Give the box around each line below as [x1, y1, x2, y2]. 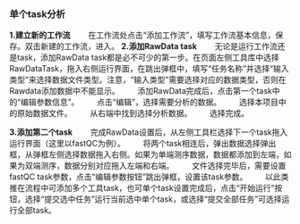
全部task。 [16, 205, 56, 216]
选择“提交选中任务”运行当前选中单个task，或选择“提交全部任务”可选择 [24, 194, 282, 204]
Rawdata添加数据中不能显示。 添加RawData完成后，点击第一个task [9, 86, 273, 96]
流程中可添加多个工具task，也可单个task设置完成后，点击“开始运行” [24, 183, 275, 194]
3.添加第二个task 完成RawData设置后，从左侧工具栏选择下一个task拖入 [9, 127, 288, 137]
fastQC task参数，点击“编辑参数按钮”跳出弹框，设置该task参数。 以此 [9, 171, 282, 182]
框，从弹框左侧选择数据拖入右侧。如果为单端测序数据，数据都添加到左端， [9, 149, 284, 160]
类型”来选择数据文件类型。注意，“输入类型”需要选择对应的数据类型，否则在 [9, 74, 287, 86]
